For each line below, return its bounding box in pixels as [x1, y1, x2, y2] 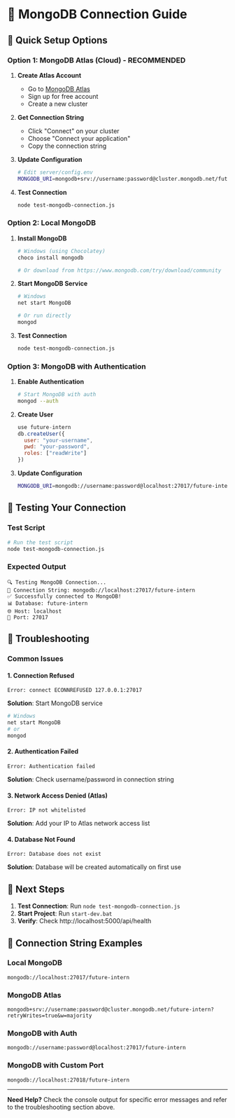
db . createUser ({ [17, 430, 65, 437]
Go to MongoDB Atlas [27, 84, 91, 93]
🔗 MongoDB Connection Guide [7, 6, 187, 22]
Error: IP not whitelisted [7, 807, 86, 814]
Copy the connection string [27, 142, 107, 150]
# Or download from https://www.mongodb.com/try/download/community [17, 266, 222, 274]
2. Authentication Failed [7, 747, 79, 756]
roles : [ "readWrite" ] [24, 450, 87, 457]
